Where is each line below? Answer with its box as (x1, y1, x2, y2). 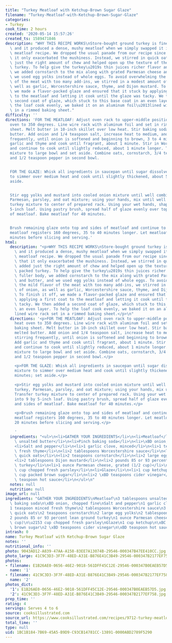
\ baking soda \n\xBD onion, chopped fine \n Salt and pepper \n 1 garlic (10, 501, 161, 506)
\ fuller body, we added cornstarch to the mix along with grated (14, 273, 159, 278)
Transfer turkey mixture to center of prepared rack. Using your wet (14, 392, 166, 397)
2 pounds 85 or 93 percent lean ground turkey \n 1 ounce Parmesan (10, 515, 153, 520)
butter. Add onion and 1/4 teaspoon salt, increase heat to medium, (10, 131, 159, 137)
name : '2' (10, 577, 31, 582)
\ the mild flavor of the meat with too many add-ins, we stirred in (14, 283, 166, 288)
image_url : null (5, 491, 40, 497)
